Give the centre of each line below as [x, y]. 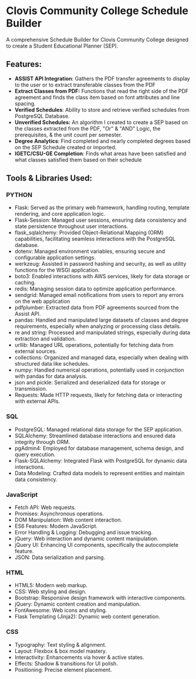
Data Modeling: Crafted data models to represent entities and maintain [99, 473]
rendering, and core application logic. [60, 214]
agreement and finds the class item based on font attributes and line [97, 97]
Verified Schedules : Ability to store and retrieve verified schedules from [102, 109]
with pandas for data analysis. [51, 376]
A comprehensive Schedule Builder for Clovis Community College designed [97, 39]
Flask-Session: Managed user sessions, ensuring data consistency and [100, 220]
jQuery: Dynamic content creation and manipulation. [77, 604]
